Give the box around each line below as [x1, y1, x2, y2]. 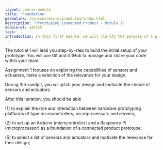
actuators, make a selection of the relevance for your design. [5, 72, 127, 78]
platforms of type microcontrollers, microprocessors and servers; [5, 110, 136, 116]
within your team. [5, 58, 40, 63]
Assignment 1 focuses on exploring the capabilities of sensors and [5, 67, 138, 73]
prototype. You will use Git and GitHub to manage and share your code [5, 52, 147, 58]
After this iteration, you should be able [5, 96, 81, 102]
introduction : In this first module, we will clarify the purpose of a [5, 34, 153, 39]
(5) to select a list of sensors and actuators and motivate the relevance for [5, 134, 153, 140]
